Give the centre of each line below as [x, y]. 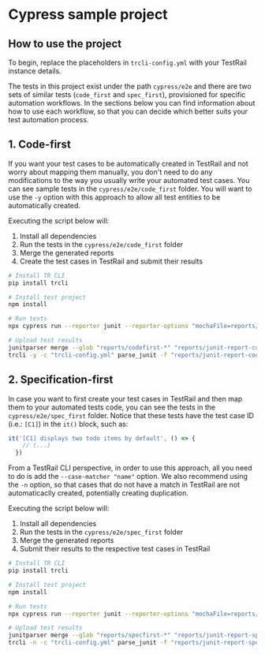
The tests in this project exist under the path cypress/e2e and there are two [130, 86]
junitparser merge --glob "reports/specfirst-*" [90, 635]
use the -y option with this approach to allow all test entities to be [114, 197]
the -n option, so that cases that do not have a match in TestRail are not [124, 485]
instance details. [35, 71]
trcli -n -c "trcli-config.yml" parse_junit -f [88, 643]
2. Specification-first [61, 380]
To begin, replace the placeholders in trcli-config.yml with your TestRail [127, 62]
